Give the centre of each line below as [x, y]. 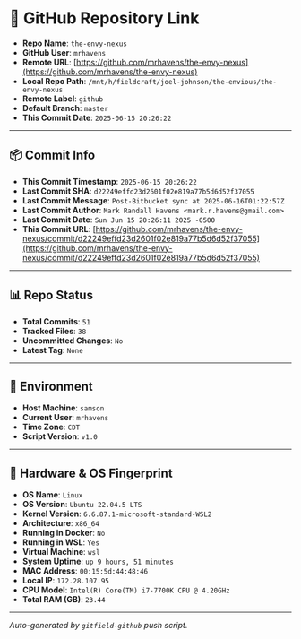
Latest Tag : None [52, 350]
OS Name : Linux [52, 495]
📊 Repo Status [52, 295]
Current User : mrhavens [65, 418]
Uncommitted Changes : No [73, 341]
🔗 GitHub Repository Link [104, 18]
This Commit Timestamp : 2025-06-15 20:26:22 [109, 181]
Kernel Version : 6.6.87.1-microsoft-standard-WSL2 [117, 514]
